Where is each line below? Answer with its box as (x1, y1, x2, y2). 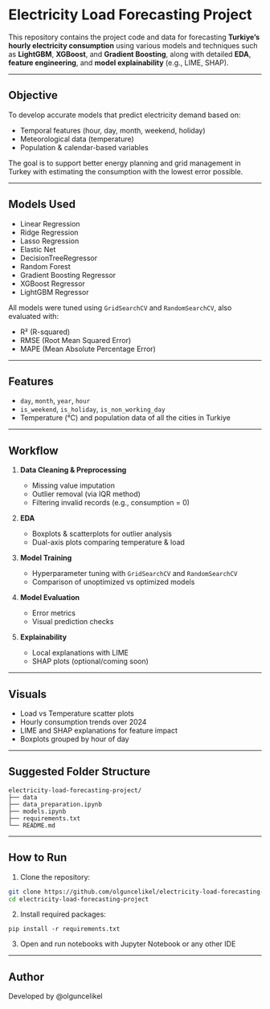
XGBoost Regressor (19, 279, 86, 288)
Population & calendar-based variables (19, 142, 149, 152)
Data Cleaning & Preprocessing (19, 465, 127, 475)
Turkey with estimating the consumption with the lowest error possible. (8, 166, 243, 176)
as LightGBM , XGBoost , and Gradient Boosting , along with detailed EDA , (8, 49, 252, 59)
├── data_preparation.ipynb (8, 800, 103, 808)
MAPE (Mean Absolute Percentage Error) (19, 344, 157, 353)
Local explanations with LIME (31, 648, 129, 658)
